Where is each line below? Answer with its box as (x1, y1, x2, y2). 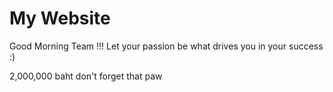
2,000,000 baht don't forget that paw (9, 70, 163, 82)
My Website (9, 7, 111, 30)
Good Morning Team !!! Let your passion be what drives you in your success (9, 40, 324, 52)
